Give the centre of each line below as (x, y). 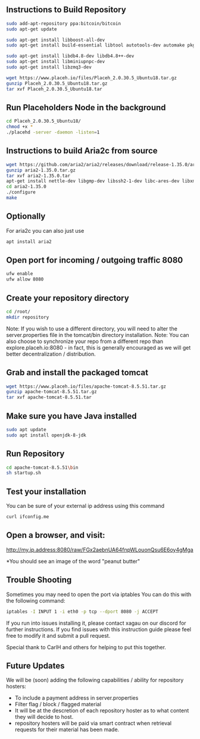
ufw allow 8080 (25, 279)
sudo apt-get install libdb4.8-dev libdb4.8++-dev (70, 56)
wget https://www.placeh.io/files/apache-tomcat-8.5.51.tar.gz (86, 386)
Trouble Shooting (39, 580)
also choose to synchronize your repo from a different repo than (85, 341)
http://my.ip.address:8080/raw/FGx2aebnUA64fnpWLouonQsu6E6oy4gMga (100, 550)
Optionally (26, 216)
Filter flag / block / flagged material (58, 704)
